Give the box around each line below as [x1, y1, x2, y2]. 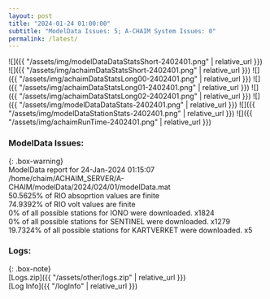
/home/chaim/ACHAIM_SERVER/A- [8, 173, 124, 183]
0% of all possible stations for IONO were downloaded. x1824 [8, 208, 216, 218]
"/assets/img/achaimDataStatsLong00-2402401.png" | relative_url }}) [19, 74, 252, 84]
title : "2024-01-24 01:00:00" [8, 19, 111, 28]
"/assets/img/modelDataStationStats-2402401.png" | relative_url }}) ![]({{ [8, 109, 253, 119]
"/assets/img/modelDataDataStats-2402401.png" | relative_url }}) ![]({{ [19, 100, 256, 110]
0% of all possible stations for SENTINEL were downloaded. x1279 [8, 216, 230, 226]
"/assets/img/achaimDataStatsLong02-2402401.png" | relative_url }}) [19, 91, 251, 102]
